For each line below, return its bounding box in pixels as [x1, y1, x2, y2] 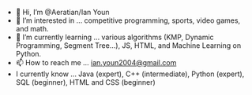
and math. [15, 24, 49, 33]
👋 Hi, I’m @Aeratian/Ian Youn [15, 8, 110, 16]
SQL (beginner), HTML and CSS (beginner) [15, 78, 156, 86]
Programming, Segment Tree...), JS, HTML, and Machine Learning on [15, 41, 242, 50]
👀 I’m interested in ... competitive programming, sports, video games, [15, 16, 241, 25]
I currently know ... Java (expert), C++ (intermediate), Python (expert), [15, 69, 245, 79]
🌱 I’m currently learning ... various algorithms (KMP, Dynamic [15, 32, 215, 42]
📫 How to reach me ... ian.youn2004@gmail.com [15, 58, 177, 67]
